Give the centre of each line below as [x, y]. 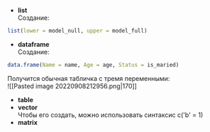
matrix [27, 122]
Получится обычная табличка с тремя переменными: [89, 78]
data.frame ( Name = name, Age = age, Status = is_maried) [93, 65]
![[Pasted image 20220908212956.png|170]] [72, 86]
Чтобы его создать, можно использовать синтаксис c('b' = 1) [110, 115]
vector [27, 107]
